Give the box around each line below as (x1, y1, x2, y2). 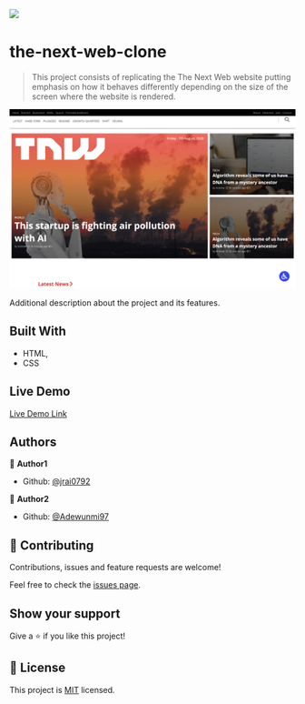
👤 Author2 (9, 494, 50, 505)
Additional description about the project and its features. (9, 297, 221, 308)
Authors (9, 434, 57, 449)
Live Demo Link (9, 407, 68, 418)
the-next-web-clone (9, 42, 167, 63)
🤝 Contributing (9, 538, 94, 553)
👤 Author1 (9, 458, 48, 469)
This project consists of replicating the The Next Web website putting (31, 71, 291, 82)
